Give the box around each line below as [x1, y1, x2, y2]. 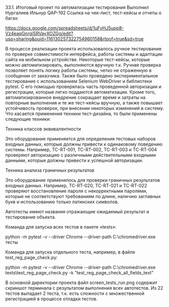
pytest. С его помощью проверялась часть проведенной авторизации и [5, 83, 162, 90]
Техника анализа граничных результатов [5, 168, 95, 173]
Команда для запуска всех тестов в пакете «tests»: [5, 224, 117, 230]
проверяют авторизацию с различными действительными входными [5, 152, 156, 158]
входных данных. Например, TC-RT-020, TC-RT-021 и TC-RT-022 [5, 183, 148, 188]
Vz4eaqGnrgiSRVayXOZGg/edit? [5, 31, 74, 36]
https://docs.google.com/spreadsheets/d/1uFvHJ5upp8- [5, 25, 124, 31]
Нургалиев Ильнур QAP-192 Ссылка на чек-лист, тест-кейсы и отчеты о [5, 10, 162, 16]
